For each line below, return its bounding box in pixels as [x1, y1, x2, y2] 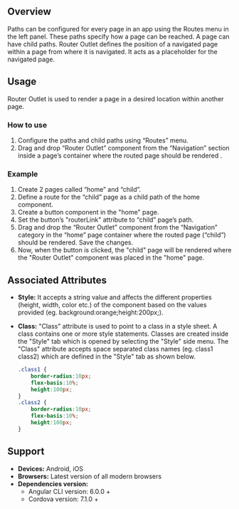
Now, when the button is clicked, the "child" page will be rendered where [17, 246, 232, 254]
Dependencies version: [17, 479, 89, 488]
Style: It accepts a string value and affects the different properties [17, 293, 212, 302]
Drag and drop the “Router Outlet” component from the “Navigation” [17, 223, 218, 232]
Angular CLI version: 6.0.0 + [28, 487, 111, 495]
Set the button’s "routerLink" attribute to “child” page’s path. [17, 215, 194, 224]
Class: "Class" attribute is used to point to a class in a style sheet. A [17, 322, 218, 331]
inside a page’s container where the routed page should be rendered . [17, 151, 223, 160]
